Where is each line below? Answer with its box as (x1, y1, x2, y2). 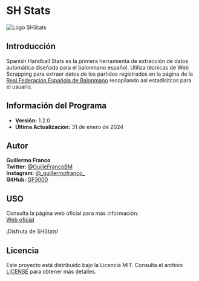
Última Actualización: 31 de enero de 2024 (15, 123, 124, 130)
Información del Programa (6, 101, 107, 111)
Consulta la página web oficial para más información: (6, 210, 139, 217)
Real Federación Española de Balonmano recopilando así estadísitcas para (6, 76, 192, 84)
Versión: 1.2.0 (15, 116, 50, 124)
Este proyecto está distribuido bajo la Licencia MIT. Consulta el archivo (6, 262, 183, 268)
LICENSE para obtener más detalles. (6, 268, 97, 275)
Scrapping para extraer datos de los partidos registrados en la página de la (6, 70, 194, 78)
